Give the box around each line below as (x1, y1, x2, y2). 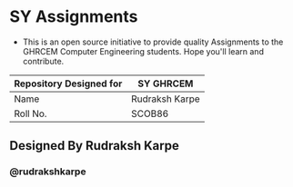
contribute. (22, 55, 65, 66)
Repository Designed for (14, 77, 123, 90)
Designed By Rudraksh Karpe (9, 138, 179, 153)
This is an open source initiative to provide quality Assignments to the (22, 36, 284, 47)
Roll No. (14, 107, 47, 120)
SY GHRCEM (137, 77, 194, 90)
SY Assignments (9, 6, 138, 27)
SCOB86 (130, 107, 169, 120)
